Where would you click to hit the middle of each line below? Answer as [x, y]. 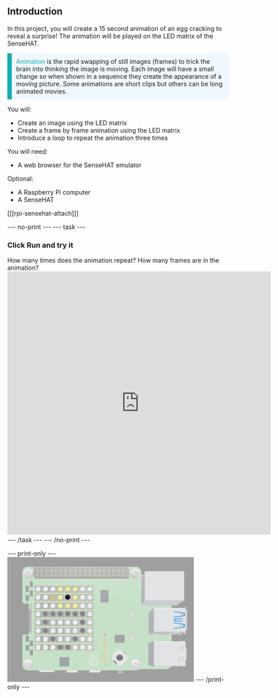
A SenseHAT [36, 199]
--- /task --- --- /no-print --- [48, 540]
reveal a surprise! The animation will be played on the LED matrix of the [111, 36]
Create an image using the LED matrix [72, 123]
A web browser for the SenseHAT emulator [79, 165]
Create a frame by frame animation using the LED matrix [99, 130]
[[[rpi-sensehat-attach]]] [43, 213]
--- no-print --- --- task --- [46, 227]
